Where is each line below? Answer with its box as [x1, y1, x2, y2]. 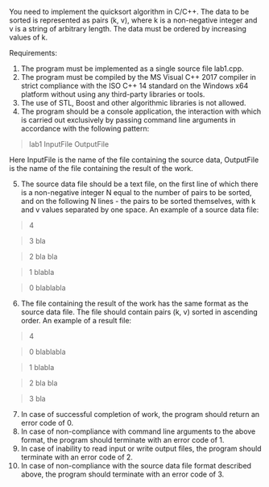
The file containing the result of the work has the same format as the [20, 298, 249, 308]
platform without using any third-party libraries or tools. [20, 89, 205, 99]
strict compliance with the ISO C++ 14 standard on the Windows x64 [20, 81, 249, 90]
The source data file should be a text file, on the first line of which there [20, 179, 259, 189]
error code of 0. [20, 418, 74, 427]
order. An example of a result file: [20, 316, 132, 325]
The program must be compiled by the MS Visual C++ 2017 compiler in [20, 73, 257, 81]
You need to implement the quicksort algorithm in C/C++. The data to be [9, 7, 250, 16]
